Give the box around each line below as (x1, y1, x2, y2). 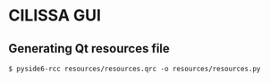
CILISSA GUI (8, 5, 102, 26)
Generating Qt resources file (8, 41, 171, 56)
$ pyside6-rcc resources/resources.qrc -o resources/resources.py (8, 64, 261, 73)
